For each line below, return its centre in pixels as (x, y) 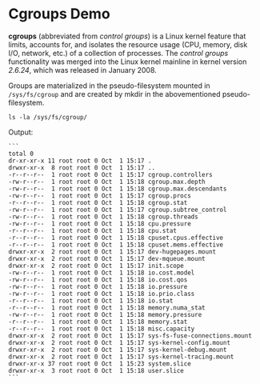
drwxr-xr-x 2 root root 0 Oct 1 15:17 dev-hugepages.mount (112, 252)
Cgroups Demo (59, 14)
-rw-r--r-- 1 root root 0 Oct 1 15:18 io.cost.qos (98, 280)
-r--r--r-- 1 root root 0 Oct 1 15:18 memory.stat (98, 322)
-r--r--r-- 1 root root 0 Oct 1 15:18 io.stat (91, 301)
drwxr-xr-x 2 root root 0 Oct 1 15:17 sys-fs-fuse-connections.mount (130, 336)
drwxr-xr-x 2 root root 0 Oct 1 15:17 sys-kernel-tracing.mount (121, 357)
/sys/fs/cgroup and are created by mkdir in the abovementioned (114, 94)
